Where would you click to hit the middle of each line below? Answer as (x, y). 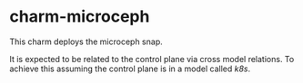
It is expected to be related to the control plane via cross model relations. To (152, 59)
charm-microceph (80, 17)
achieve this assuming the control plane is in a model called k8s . (130, 69)
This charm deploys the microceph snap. (86, 41)
